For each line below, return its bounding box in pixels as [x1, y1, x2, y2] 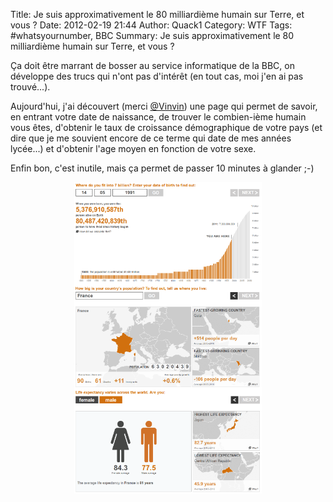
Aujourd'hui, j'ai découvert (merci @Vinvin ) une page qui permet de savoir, [10, 100, 318, 112]
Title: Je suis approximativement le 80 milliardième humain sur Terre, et [10, 9, 305, 20]
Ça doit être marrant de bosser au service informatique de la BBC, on [10, 60, 295, 71]
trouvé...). [10, 81, 51, 93]
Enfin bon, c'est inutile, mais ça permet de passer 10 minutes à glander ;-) [10, 162, 315, 174]
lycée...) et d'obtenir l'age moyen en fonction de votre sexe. [10, 143, 257, 154]
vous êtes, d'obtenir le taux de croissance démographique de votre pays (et [10, 122, 323, 133]
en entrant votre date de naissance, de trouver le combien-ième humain [10, 111, 307, 123]
